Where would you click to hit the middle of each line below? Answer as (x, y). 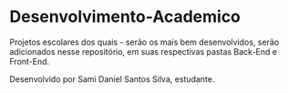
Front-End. (30, 61)
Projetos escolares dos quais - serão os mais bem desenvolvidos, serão (144, 42)
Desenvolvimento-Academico (125, 17)
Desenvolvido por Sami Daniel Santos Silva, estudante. (112, 78)
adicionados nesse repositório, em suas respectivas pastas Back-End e (144, 51)
